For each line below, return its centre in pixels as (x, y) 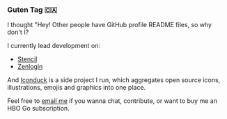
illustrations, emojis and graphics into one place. (77, 88)
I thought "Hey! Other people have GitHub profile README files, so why (110, 25)
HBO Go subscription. (38, 109)
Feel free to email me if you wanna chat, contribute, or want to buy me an (112, 101)
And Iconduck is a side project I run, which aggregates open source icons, (114, 80)
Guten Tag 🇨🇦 (32, 10)
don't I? (18, 32)
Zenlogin (30, 67)
